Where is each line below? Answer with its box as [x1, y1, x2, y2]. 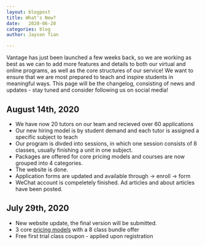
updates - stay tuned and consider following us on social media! [6, 86, 169, 94]
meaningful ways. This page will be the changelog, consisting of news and [6, 80, 195, 88]
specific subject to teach [15, 133, 78, 141]
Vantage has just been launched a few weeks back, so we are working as [6, 54, 192, 61]
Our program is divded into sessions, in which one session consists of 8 [15, 140, 198, 147]
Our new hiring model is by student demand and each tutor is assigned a [15, 127, 199, 134]
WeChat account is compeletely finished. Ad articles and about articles [15, 179, 195, 186]
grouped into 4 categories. [15, 159, 83, 166]
